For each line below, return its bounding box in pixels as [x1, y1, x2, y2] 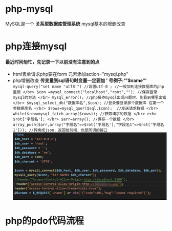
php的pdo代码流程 [5, 215, 84, 226]
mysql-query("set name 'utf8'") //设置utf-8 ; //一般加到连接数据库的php [12, 84, 164, 90]
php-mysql [5, 3, 53, 15]
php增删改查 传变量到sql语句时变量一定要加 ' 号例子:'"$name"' [12, 77, 147, 83]
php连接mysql [5, 40, 67, 52]
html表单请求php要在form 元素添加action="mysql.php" [12, 71, 128, 77]
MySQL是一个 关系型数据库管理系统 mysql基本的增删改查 [5, 20, 126, 27]
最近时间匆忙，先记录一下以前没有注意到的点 [5, 58, 100, 65]
